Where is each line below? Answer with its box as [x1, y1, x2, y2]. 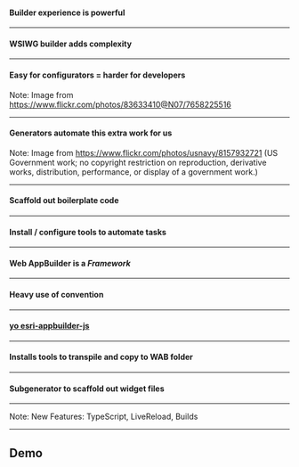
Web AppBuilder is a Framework [9, 258, 131, 268]
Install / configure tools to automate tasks [9, 226, 167, 237]
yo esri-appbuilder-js [9, 321, 90, 332]
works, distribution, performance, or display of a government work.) [9, 166, 258, 177]
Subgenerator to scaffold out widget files [9, 383, 165, 394]
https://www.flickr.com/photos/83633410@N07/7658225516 [9, 99, 231, 110]
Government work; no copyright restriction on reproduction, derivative [9, 157, 267, 168]
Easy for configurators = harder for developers [9, 70, 186, 80]
